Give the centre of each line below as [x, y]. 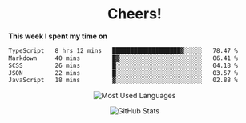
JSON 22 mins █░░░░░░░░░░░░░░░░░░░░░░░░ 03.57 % [123, 73]
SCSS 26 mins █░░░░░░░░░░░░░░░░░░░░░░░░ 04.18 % [123, 65]
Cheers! [135, 14]
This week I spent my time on [58, 36]
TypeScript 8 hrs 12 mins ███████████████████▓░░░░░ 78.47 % [123, 50]
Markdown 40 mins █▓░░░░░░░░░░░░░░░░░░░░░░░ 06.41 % [123, 58]
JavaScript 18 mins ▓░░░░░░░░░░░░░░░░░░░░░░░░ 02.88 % [123, 81]
